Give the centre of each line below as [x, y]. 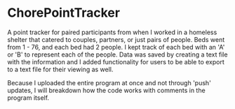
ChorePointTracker [64, 13]
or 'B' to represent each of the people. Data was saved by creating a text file [117, 54]
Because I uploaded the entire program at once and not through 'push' [109, 82]
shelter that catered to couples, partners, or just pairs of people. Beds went [116, 39]
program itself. [28, 97]
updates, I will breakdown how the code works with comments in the [106, 90]
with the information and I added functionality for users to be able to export [116, 61]
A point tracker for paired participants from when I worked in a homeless [112, 32]
